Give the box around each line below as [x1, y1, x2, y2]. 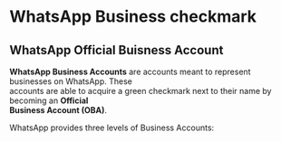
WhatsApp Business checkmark [9, 6, 257, 27]
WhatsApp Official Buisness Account [9, 43, 224, 58]
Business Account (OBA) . [9, 105, 107, 115]
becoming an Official [9, 95, 89, 106]
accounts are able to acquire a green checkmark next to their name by [9, 86, 272, 96]
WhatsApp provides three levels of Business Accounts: [9, 122, 215, 133]
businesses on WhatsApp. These [9, 76, 133, 87]
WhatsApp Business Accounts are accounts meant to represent [9, 66, 251, 77]
